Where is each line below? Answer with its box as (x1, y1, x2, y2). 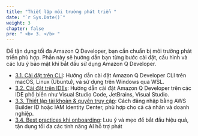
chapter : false (6, 25, 44, 32)
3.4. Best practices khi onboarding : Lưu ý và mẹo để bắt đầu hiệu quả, (14, 116, 189, 123)
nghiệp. (14, 110, 34, 117)
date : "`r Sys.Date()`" (6, 14, 66, 20)
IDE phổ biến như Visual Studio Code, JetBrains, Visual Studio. (14, 91, 170, 98)
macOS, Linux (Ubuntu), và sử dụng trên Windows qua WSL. (14, 78, 165, 86)
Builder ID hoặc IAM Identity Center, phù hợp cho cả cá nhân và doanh (14, 104, 190, 111)
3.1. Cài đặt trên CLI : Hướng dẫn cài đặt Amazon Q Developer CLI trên (14, 72, 187, 79)
